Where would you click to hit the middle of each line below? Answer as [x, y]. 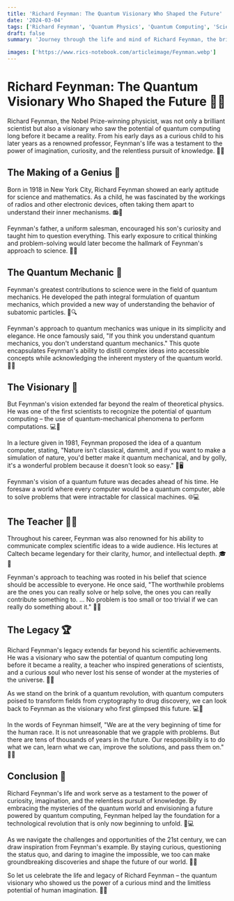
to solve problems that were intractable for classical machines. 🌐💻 [103, 497]
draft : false [26, 33]
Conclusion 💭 [37, 776]
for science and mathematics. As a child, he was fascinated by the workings [116, 197]
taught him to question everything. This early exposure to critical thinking [112, 235]
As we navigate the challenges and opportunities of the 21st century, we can [117, 840]
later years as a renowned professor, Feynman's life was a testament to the [115, 143]
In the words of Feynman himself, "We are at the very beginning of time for [114, 725]
